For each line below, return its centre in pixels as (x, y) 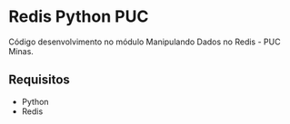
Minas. (21, 51)
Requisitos (39, 80)
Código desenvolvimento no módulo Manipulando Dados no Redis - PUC (145, 42)
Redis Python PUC (79, 17)
